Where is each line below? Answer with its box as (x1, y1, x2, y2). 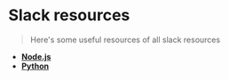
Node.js (20, 51, 51, 62)
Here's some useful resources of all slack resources (29, 34, 221, 45)
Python (20, 61, 50, 71)
